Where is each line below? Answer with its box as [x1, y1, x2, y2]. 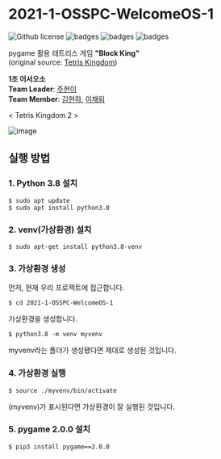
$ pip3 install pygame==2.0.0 [8, 442, 110, 451]
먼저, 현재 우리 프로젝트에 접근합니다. [8, 283, 125, 293]
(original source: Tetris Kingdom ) [8, 57, 118, 67]
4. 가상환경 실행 [8, 368, 66, 379]
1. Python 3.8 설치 [8, 178, 78, 189]
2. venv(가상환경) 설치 [8, 224, 92, 235]
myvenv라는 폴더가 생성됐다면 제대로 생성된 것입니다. [8, 345, 177, 356]
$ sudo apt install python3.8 [8, 204, 110, 212]
